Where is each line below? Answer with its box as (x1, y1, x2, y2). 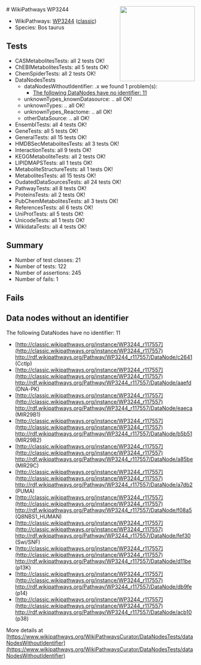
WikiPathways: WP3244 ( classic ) (14, 17, 97, 25)
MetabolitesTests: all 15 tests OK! (14, 172, 96, 179)
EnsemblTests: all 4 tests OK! (14, 121, 87, 128)
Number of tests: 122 (14, 262, 67, 269)
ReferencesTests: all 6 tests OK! (14, 203, 94, 211)
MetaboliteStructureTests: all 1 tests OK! (14, 165, 113, 173)
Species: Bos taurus (14, 24, 65, 31)
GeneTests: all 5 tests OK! (14, 127, 78, 134)
